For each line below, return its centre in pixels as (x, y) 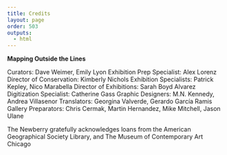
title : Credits (29, 13)
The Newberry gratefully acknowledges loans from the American (99, 130)
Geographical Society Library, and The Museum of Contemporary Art (105, 137)
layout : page (26, 20)
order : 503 (23, 26)
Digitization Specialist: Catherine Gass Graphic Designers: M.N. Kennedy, (111, 94)
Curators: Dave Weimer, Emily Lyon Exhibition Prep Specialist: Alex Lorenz (112, 72)
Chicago (19, 144)
